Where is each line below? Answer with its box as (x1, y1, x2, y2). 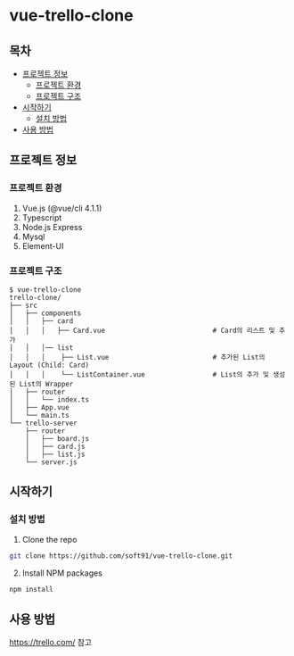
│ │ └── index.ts (9, 394, 90, 404)
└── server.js (25, 457, 78, 467)
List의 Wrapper (19, 379, 74, 388)
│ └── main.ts (9, 411, 69, 419)
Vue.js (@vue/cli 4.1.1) (21, 203, 102, 213)
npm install (9, 585, 53, 594)
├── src (9, 301, 38, 310)
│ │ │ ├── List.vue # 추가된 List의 (9, 353, 265, 361)
